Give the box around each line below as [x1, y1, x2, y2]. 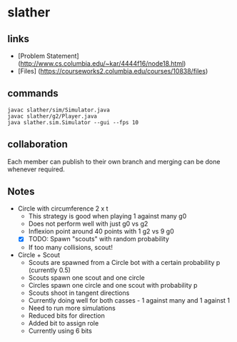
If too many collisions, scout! [28, 243, 113, 251]
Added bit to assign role [28, 318, 99, 327]
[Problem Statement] [17, 51, 80, 60]
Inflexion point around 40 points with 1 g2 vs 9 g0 [28, 227, 174, 236]
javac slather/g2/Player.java [7, 112, 98, 120]
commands [7, 87, 59, 100]
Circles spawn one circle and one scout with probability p [28, 281, 198, 289]
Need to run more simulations [28, 303, 116, 312]
